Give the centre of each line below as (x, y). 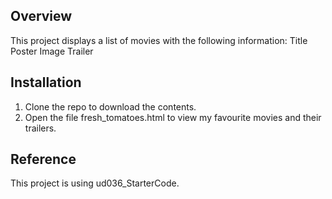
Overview (41, 16)
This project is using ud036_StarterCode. (95, 183)
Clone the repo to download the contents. (110, 106)
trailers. (40, 128)
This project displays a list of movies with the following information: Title (159, 40)
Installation (46, 82)
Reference (43, 159)
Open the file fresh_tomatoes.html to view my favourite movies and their (173, 117)
